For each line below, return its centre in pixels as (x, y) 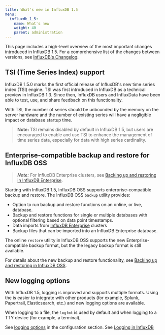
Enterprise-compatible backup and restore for (77, 155)
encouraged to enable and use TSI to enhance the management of (85, 135)
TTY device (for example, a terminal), (43, 318)
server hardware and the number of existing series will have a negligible (78, 115)
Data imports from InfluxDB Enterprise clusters (60, 225)
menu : (11, 14)
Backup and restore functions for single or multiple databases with (80, 215)
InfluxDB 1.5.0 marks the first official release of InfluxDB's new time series (80, 84)
